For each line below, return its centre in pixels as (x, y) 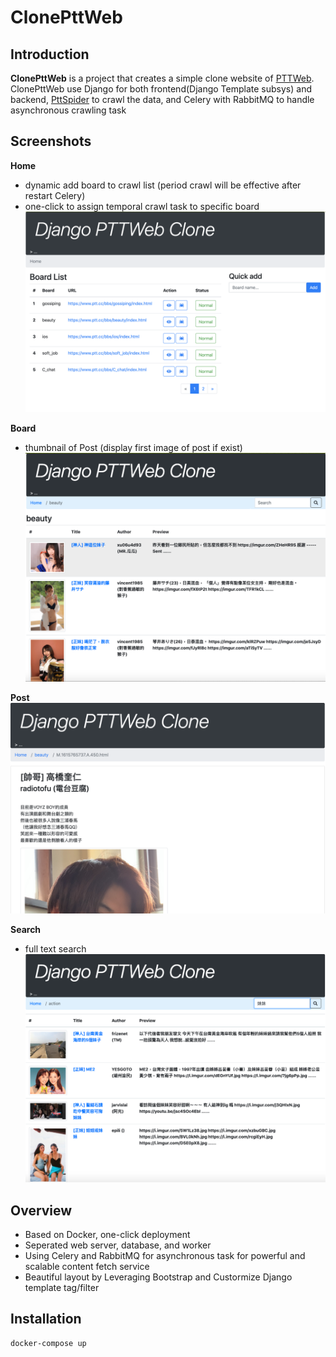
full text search (55, 948)
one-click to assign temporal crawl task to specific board (142, 206)
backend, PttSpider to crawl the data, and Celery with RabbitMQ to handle (162, 99)
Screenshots (51, 141)
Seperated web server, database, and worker (118, 1245)
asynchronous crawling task (68, 110)
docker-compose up (48, 1343)
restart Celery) (55, 195)
